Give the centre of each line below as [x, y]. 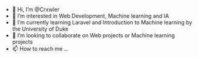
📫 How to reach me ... [40, 49]
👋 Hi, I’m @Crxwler [36, 9]
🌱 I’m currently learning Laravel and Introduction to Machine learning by [102, 22]
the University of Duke [40, 29]
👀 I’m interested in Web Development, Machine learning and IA [90, 16]
